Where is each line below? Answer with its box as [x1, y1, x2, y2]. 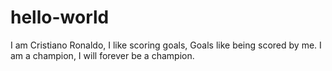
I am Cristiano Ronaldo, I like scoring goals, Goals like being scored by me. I [10, 39, 322, 51]
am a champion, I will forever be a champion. [10, 49, 195, 61]
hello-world [10, 6, 110, 29]
